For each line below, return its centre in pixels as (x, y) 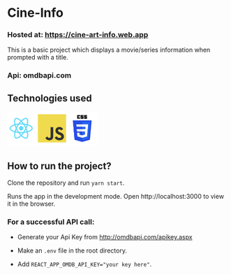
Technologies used (50, 98)
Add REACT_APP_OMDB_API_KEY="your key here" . (84, 265)
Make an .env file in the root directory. (72, 251)
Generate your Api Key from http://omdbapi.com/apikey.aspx (105, 237)
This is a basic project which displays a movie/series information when (109, 50)
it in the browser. (31, 204)
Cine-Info (36, 13)
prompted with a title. (38, 57)
